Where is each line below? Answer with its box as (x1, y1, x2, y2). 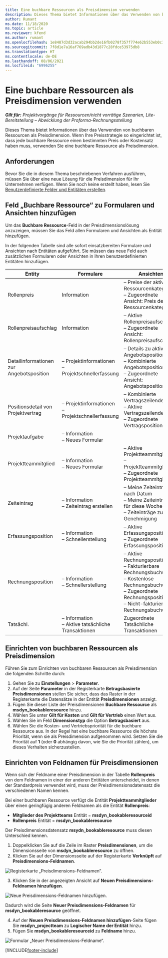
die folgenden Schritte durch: (5, 670, 65, 676)
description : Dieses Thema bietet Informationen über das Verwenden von (5, 12, 160, 17)
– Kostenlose (123, 575, 154, 582)
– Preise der (123, 279, 151, 286)
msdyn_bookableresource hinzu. (12, 706, 82, 713)
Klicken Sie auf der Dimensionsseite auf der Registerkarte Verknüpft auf (12, 853, 162, 859)
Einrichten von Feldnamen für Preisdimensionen (5, 758, 158, 767)
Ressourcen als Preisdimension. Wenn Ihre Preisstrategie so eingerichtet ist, (5, 132, 162, 138)
